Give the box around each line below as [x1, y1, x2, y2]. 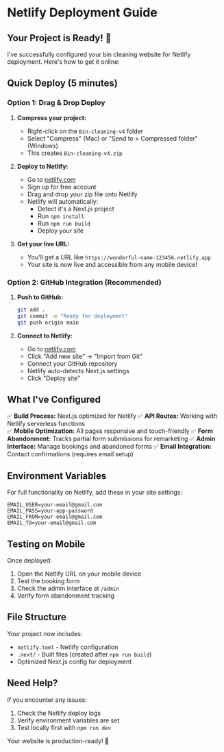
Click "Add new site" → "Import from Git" [27, 352, 143, 360]
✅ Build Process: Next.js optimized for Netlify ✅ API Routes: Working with [7, 412, 218, 420]
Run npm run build [37, 219, 90, 227]
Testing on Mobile [7, 538, 86, 550]
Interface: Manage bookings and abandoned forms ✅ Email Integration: [7, 443, 212, 451]
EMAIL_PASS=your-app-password [7, 508, 94, 515]
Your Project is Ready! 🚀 [7, 32, 112, 44]
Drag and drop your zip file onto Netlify [27, 190, 138, 198]
